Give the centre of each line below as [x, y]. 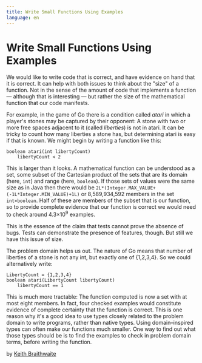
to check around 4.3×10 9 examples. [51, 214]
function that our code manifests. [48, 103]
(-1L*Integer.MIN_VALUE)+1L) [43, 195]
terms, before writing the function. [49, 342]
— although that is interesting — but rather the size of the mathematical [96, 97]
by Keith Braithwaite [31, 354]
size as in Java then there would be [51, 188]
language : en [23, 18]
